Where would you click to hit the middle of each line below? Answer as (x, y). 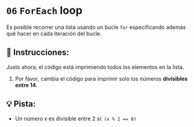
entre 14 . (26, 85)
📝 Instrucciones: (38, 53)
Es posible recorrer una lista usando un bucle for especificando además (96, 27)
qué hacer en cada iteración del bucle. (54, 33)
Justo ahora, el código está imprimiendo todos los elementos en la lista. (95, 67)
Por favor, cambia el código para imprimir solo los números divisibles (101, 78)
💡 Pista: (21, 104)
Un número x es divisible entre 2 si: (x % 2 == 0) (76, 119)
